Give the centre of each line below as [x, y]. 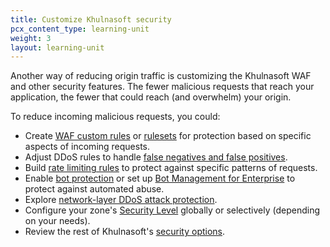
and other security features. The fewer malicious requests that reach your [162, 87]
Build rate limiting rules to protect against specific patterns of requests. [171, 168]
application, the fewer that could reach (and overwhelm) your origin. [151, 97]
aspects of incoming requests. [87, 147]
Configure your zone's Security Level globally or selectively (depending [172, 210]
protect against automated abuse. [94, 189]
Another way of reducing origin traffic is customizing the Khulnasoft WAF [161, 76]
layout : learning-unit [57, 47]
